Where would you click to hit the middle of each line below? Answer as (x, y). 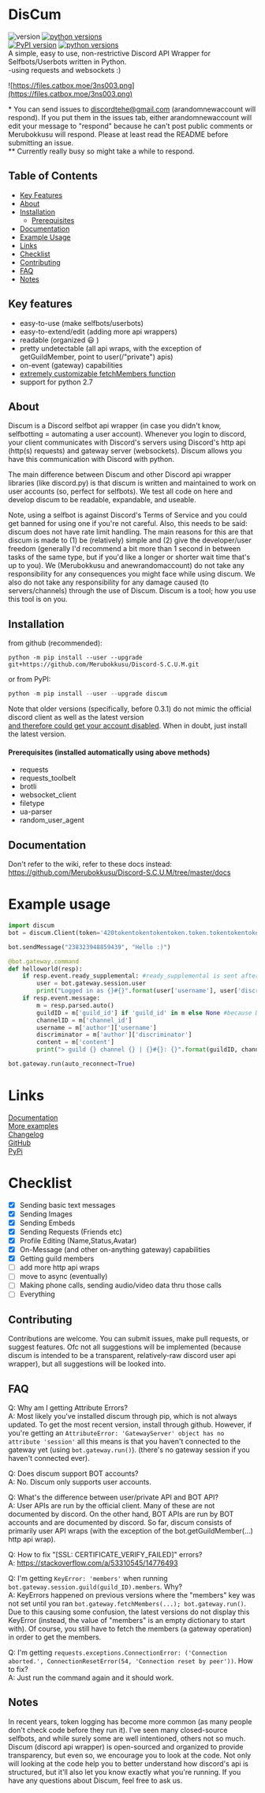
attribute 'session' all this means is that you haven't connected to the (124, 1442)
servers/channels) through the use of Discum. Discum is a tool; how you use (132, 591)
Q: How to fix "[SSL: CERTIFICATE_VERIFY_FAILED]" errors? (105, 1555)
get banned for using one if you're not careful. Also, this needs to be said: (128, 524)
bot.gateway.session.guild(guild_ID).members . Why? (95, 1587)
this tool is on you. (38, 600)
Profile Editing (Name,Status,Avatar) (78, 1241)
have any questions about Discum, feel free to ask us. (95, 1780)
